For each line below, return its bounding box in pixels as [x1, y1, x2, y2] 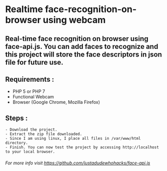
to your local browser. [5, 149, 55, 154]
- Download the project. [5, 127, 58, 132]
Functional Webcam [12, 94, 54, 100]
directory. [5, 140, 28, 146]
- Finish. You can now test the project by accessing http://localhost [5, 145, 159, 150]
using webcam [42, 14, 106, 26]
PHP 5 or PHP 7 [12, 88, 45, 94]
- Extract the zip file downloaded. [5, 132, 82, 137]
